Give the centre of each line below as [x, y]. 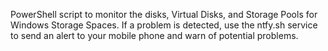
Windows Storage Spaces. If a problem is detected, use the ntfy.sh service [164, 25]
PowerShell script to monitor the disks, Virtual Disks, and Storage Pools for [164, 14]
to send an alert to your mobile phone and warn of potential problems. [154, 35]
